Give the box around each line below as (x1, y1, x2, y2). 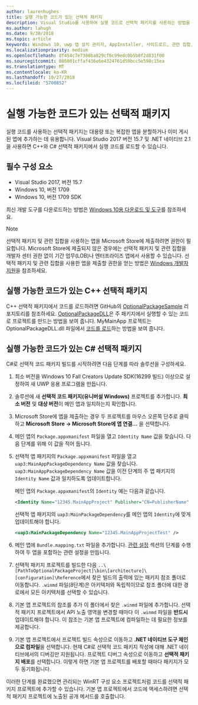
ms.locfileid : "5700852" (6, 80, 67, 86)
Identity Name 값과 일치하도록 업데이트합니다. (14, 475, 122, 482)
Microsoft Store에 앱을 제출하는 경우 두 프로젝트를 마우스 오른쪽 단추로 (14, 413, 178, 420)
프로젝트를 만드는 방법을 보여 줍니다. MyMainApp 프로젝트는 (12, 317, 152, 324)
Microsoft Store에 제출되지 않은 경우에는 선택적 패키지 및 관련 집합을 (28, 245, 187, 252)
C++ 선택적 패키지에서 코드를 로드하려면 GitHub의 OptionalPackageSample (6, 303, 183, 310)
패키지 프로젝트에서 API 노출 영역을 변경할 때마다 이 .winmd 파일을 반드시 (21, 609, 189, 616)
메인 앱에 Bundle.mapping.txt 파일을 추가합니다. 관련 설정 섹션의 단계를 (14, 541, 180, 548)
